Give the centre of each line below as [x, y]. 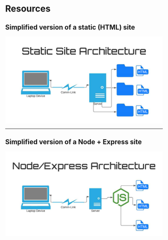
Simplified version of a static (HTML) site [70, 27]
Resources [28, 9]
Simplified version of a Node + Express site [73, 142]
